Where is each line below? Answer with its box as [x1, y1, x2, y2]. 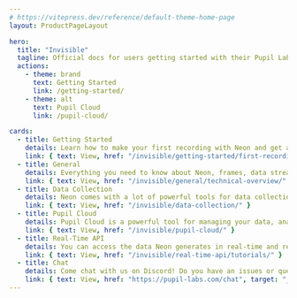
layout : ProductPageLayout [9, 21, 109, 30]
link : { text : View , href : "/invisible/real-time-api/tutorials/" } [25, 250, 283, 259]
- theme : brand [25, 70, 81, 80]
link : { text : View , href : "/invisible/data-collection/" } [25, 201, 251, 210]
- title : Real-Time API [17, 233, 104, 243]
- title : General [17, 160, 81, 169]
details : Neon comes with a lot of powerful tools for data [25, 193, 251, 202]
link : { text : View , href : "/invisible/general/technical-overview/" [25, 176, 287, 186]
